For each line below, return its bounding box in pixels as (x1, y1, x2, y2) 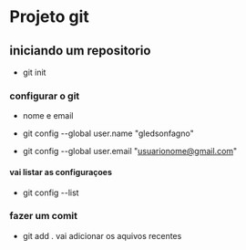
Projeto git (9, 6, 89, 27)
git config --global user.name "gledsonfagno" (22, 128, 194, 139)
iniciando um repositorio (9, 43, 151, 58)
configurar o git (9, 89, 80, 102)
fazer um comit (9, 210, 78, 223)
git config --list (22, 187, 79, 198)
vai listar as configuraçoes (9, 166, 112, 177)
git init (22, 67, 46, 78)
